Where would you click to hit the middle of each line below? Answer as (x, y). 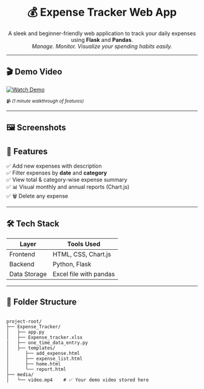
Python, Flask (72, 264)
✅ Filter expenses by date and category (57, 173)
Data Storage (28, 274)
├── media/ (20, 374)
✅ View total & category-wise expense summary (67, 179)
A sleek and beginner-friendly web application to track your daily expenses (102, 33)
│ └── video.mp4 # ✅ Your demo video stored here (78, 380)
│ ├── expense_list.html (45, 359)
